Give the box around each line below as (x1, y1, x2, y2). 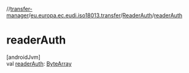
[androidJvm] (6, 53, 41, 61)
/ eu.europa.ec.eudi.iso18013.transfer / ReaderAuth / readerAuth (28, 12, 183, 19)
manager (6, 12, 29, 19)
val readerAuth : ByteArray (6, 60, 72, 67)
